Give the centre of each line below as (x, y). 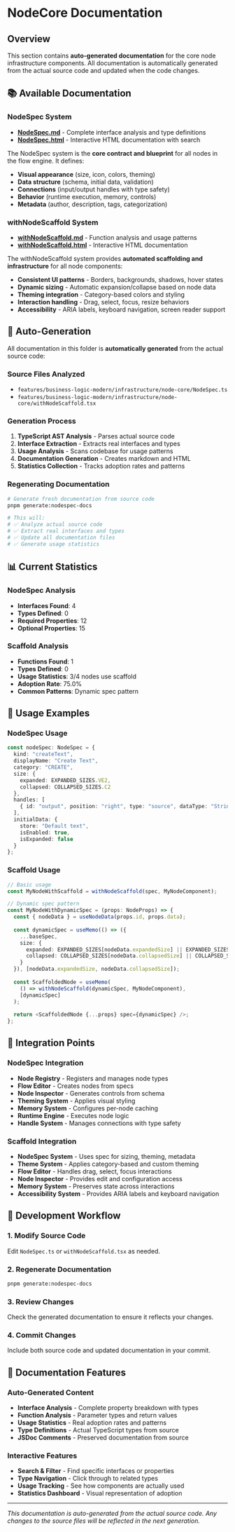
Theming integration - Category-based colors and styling (101, 294)
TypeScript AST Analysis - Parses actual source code (96, 436)
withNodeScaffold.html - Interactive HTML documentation (102, 245)
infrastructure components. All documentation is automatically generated (113, 63)
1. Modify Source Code (47, 1236)
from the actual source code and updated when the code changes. (104, 70)
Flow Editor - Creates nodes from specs (76, 1086)
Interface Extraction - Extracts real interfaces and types (99, 444)
